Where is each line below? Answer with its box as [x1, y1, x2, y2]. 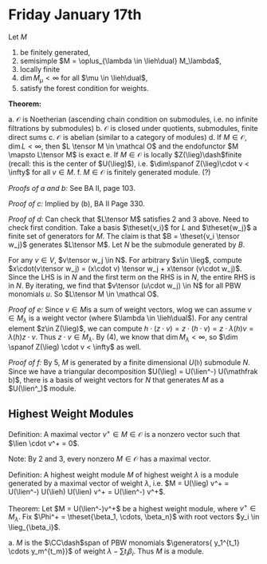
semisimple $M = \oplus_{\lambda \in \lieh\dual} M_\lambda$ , [19, 56, 222, 66]
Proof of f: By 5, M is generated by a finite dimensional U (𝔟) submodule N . [8, 358, 251, 367]
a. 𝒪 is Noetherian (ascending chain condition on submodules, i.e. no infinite [8, 114, 258, 124]
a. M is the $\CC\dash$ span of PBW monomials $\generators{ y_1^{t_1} [8, 538, 241, 548]
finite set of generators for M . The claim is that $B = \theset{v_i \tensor [8, 231, 241, 240]
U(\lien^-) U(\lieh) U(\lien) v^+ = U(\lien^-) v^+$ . [8, 487, 166, 496]
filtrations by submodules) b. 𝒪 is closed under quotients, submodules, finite [8, 123, 259, 133]
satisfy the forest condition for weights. [19, 83, 149, 93]
